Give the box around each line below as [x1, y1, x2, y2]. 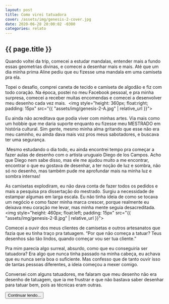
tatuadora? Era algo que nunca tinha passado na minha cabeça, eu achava [5, 251, 160, 257]
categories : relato [5, 26, 46, 31]
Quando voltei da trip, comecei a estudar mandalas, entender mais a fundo [5, 58, 161, 64]
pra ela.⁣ [5, 74, 21, 80]
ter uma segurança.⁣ [5, 137, 46, 143]
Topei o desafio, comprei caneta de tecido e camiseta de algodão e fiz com [5, 84, 162, 90]
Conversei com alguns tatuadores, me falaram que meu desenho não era [5, 271, 157, 277]
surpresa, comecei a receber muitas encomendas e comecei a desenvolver [5, 94, 162, 101]
